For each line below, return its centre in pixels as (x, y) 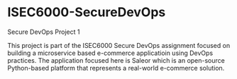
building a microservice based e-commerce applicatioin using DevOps (110, 53)
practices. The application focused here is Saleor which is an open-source (116, 60)
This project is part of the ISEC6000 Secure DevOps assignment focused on (119, 45)
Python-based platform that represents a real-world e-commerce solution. (116, 68)
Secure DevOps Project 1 (44, 32)
